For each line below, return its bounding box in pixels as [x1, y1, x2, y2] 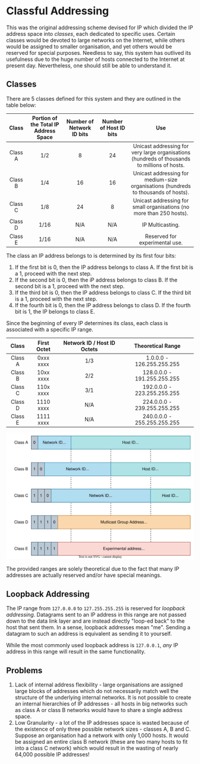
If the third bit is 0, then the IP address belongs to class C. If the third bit [14, 289, 192, 296]
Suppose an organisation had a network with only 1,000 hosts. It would [14, 732, 189, 739]
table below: [6, 101, 37, 109]
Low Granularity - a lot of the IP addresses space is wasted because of [14, 719, 189, 726]
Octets [80, 345, 98, 352]
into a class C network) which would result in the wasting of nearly [14, 744, 179, 751]
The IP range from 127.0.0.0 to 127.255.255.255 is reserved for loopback [6, 605, 186, 612]
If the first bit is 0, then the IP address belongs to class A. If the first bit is [14, 264, 193, 271]
